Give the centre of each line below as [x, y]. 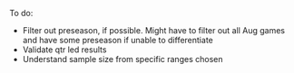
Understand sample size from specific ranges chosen [122, 59]
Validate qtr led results [64, 50]
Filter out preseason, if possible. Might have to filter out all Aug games [154, 30]
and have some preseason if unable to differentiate [118, 40]
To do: [21, 13]
